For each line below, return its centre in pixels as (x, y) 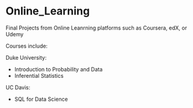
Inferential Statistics (39, 75)
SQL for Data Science (41, 99)
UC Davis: (18, 87)
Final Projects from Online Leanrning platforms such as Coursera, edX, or (96, 28)
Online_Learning (48, 11)
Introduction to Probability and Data (58, 69)
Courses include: (27, 46)
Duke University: (26, 57)
